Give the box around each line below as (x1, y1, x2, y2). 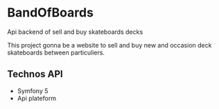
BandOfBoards (7, 5, 94, 21)
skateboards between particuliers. (7, 48, 105, 57)
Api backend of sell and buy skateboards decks (7, 28, 143, 36)
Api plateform (17, 94, 57, 102)
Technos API (7, 68, 64, 80)
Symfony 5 (17, 86, 49, 95)
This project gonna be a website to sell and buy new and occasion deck (7, 41, 212, 49)
